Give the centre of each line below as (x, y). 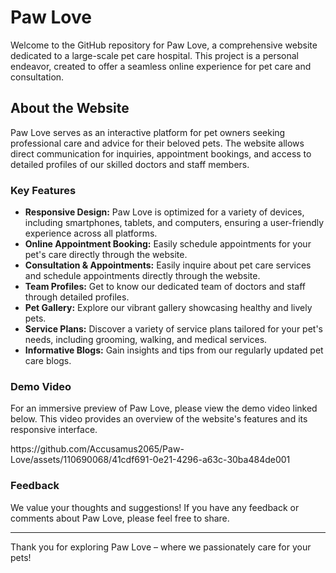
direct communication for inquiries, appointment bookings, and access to (161, 153)
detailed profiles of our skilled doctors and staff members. (130, 164)
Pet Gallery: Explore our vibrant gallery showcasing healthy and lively (168, 308)
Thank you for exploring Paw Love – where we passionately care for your (161, 547)
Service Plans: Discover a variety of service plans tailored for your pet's (173, 329)
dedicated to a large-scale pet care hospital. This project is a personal (154, 55)
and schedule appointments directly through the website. (142, 276)
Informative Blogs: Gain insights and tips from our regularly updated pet (174, 350)
